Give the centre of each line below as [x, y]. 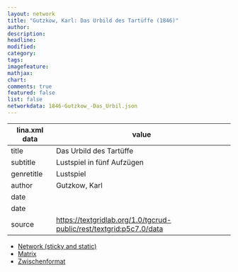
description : [27, 34]
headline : [22, 40]
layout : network [31, 14]
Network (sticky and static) [57, 246]
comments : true [30, 86]
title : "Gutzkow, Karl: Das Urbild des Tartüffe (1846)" [93, 21]
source [22, 224]
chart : [17, 80]
